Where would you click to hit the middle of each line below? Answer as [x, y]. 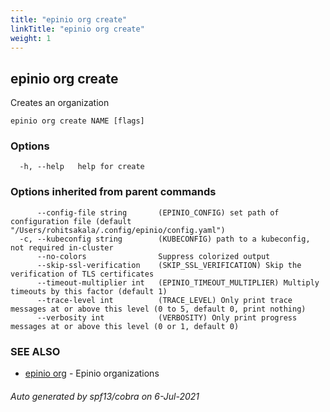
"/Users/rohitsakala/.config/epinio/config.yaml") [118, 230]
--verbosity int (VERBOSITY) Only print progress [167, 317]
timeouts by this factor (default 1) [89, 291]
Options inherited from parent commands [113, 192]
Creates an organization [60, 103]
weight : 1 [31, 38]
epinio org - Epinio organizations [92, 373]
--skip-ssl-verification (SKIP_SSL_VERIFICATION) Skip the [169, 265]
